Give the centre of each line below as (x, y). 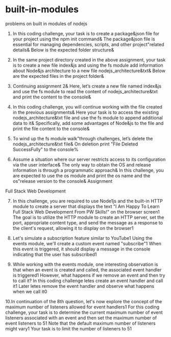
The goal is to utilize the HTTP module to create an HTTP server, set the (88, 217)
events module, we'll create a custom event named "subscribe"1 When (87, 243)
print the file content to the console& (51, 129)
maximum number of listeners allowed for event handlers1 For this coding (82, 307)
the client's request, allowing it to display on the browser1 (73, 228)
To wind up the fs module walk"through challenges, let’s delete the (83, 138)
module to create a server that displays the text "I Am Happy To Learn (86, 206)
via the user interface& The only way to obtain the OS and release (82, 164)
